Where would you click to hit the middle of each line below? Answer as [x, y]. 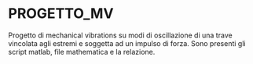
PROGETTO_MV [61, 14]
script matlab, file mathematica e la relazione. [82, 52]
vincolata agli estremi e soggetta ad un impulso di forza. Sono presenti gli [127, 43]
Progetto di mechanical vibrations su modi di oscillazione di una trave [121, 35]
